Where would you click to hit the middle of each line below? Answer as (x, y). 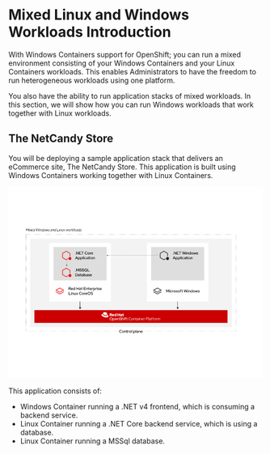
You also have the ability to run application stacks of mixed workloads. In (130, 95)
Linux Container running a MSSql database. (93, 441)
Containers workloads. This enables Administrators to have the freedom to (133, 71)
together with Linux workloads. (60, 113)
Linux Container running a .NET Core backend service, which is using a (139, 423)
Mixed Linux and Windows (99, 15)
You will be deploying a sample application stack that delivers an (116, 158)
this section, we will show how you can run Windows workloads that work (131, 104)
